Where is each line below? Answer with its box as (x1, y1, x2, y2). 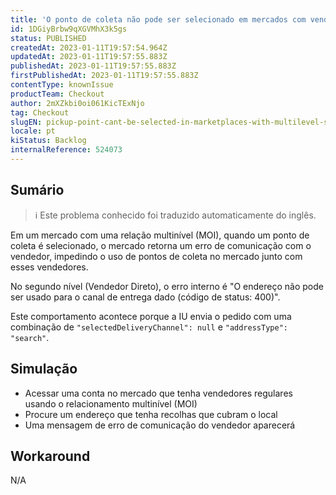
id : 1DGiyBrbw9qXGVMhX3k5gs (10, 24, 128, 34)
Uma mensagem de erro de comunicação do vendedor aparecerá (24, 419, 296, 431)
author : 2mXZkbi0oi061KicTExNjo (10, 98, 145, 108)
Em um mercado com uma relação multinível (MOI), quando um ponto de (10, 229, 310, 241)
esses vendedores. (10, 261, 89, 273)
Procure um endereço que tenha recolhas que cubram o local (24, 408, 278, 420)
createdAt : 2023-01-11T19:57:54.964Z (10, 42, 168, 53)
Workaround (10, 447, 91, 465)
